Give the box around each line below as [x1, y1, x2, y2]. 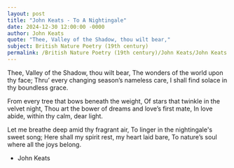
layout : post [7, 10, 46, 17]
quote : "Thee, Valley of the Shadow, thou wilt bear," [7, 36, 171, 43]
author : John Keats [7, 29, 64, 37]
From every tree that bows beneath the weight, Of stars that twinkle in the [7, 97, 221, 105]
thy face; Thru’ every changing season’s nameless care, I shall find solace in [7, 76, 228, 84]
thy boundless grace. [7, 83, 69, 92]
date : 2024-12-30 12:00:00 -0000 [7, 23, 105, 30]
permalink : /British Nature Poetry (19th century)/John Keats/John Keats [7, 50, 228, 57]
